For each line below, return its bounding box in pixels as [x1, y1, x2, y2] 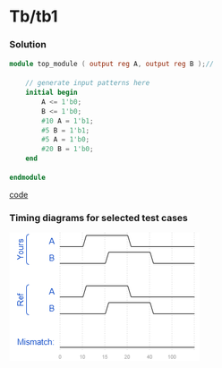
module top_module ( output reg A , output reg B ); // [9, 60, 215, 69]
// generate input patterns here [25, 79, 150, 88]
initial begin [25, 88, 78, 98]
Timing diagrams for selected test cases [9, 211, 188, 224]
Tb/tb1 [9, 6, 58, 27]
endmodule [9, 173, 47, 182]
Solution [9, 39, 47, 51]
